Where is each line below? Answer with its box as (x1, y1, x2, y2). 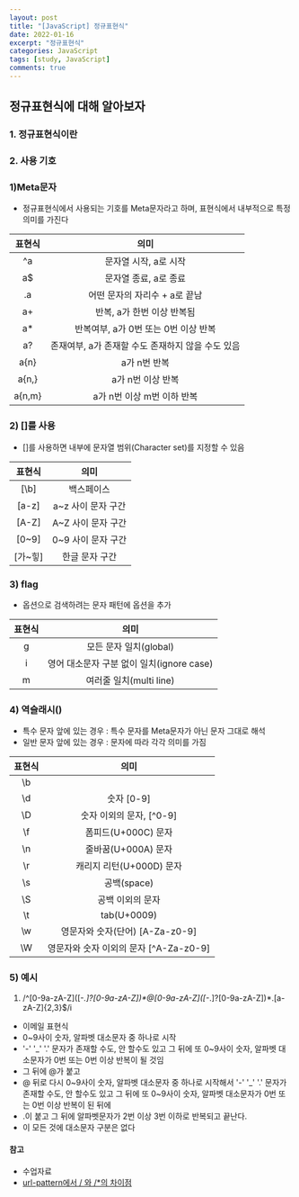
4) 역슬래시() (9, 703, 63, 715)
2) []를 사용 (9, 419, 56, 432)
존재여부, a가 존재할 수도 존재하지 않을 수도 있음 (50, 339, 241, 352)
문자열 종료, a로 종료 (104, 272, 187, 284)
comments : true (9, 64, 66, 73)
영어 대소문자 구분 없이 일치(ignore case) (48, 658, 214, 670)
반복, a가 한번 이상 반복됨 (95, 306, 196, 319)
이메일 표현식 (22, 1021, 69, 1031)
